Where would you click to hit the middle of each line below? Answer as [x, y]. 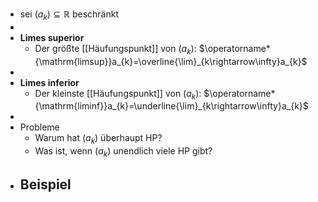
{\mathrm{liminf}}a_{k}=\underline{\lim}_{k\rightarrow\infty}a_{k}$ [171, 106]
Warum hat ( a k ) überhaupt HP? [98, 139]
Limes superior [52, 37]
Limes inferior [49, 82]
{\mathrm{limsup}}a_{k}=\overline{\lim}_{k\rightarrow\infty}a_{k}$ [171, 61]
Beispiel [45, 184]
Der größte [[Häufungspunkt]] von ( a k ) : [115, 49]
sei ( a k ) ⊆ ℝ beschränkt [69, 15]
